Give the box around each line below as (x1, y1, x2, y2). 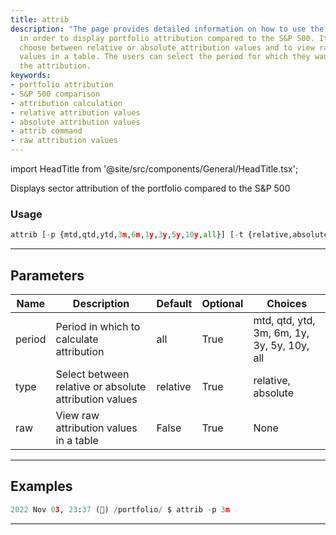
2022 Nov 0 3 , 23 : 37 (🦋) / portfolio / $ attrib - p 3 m (10, 504, 230, 515)
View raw (55, 408, 100, 422)
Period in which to (55, 319, 141, 333)
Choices (266, 296, 308, 310)
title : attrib (10, 14, 70, 25)
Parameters (10, 267, 85, 284)
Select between (55, 367, 130, 381)
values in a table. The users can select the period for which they (19, 52, 311, 62)
